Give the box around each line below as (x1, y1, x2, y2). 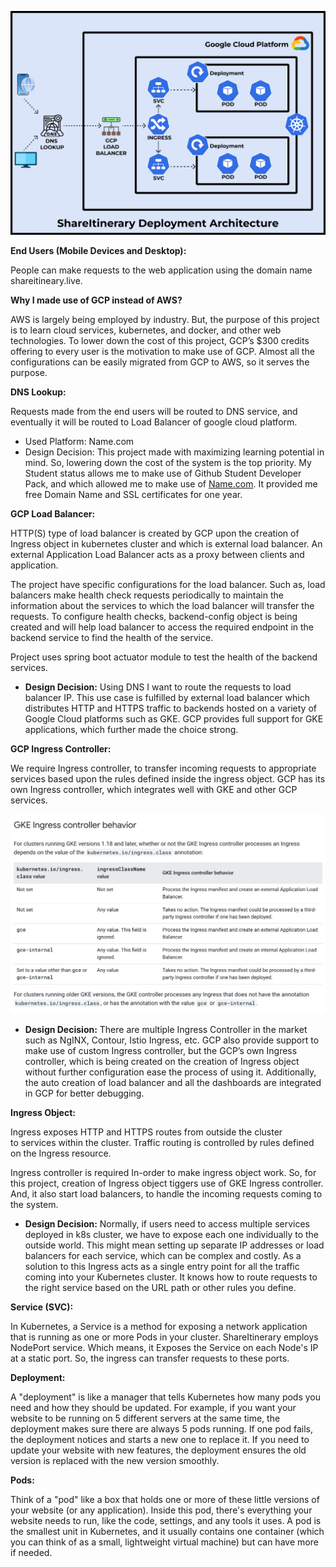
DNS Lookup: (10, 386, 67, 398)
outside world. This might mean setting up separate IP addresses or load (24, 1239, 325, 1251)
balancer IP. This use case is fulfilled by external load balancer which (24, 692, 310, 704)
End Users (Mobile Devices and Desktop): (10, 245, 187, 257)
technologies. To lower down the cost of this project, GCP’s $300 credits (10, 335, 310, 347)
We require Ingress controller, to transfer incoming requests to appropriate (10, 762, 317, 775)
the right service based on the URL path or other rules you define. (24, 1281, 297, 1293)
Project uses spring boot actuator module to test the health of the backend (10, 651, 318, 663)
